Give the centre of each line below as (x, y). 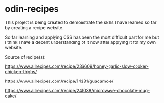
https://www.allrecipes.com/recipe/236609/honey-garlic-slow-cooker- (77, 66)
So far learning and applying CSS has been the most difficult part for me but (82, 37)
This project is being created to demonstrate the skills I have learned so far (81, 22)
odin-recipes (32, 9)
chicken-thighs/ (21, 71)
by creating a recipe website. (34, 27)
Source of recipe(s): (25, 57)
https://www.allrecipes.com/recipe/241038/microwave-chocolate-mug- (78, 90)
